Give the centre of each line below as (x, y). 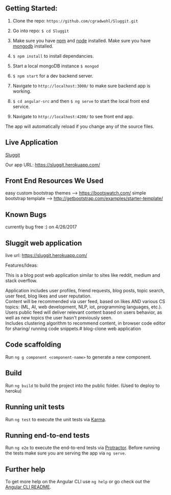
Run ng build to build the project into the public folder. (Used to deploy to (82, 385)
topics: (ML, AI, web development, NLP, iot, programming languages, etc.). (84, 307)
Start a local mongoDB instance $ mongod (56, 66)
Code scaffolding (33, 345)
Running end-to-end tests (47, 435)
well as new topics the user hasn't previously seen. (59, 318)
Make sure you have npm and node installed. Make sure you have (82, 40)
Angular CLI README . (28, 487)
